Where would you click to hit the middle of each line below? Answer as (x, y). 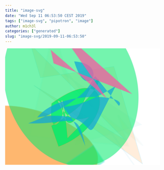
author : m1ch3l (21, 26)
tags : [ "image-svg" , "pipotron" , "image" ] (49, 21)
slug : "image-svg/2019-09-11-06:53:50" (46, 36)
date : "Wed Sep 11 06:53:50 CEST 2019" (46, 16)
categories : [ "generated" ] (33, 31)
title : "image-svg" (25, 10)
